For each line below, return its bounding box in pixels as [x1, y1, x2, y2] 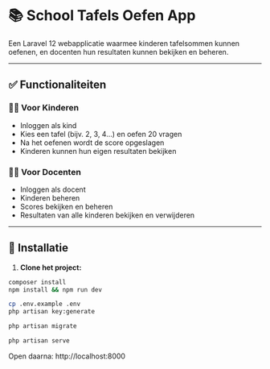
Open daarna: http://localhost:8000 [8, 351, 126, 361]
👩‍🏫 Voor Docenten [8, 166, 82, 177]
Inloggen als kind [19, 120, 77, 130]
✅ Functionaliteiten [8, 78, 107, 92]
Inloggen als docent [19, 184, 86, 194]
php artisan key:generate [8, 308, 95, 316]
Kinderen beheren [19, 193, 80, 202]
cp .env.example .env [8, 300, 81, 309]
